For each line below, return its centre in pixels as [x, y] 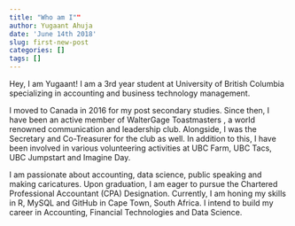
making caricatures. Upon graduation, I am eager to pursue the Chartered [144, 184]
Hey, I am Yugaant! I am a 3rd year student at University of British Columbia [147, 84]
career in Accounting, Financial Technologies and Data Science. [126, 212]
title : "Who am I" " [45, 17]
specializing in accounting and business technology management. [130, 93]
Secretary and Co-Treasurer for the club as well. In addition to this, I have [143, 139]
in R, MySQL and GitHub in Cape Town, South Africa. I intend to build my [141, 203]
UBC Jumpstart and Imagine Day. [70, 157]
